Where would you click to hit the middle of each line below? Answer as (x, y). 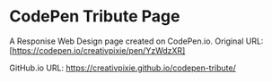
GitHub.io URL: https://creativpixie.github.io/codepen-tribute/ (123, 68)
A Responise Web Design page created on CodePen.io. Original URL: (136, 41)
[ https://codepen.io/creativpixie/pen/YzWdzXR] (97, 50)
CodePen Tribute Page (95, 16)
